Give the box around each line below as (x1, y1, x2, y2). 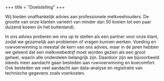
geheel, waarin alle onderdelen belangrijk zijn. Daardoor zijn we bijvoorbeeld (5, 54, 160, 60)
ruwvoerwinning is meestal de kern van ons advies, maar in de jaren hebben (5, 44, 159, 50)
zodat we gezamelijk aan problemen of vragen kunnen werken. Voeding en (5, 39, 156, 45)
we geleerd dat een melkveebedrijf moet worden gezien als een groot (5, 49, 145, 55)
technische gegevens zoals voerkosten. (5, 70, 86, 76)
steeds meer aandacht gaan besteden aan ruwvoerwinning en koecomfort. (5, 60, 156, 65)
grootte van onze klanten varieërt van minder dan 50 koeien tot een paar (5, 19, 152, 25)
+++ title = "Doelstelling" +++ (5, 4, 65, 10)
